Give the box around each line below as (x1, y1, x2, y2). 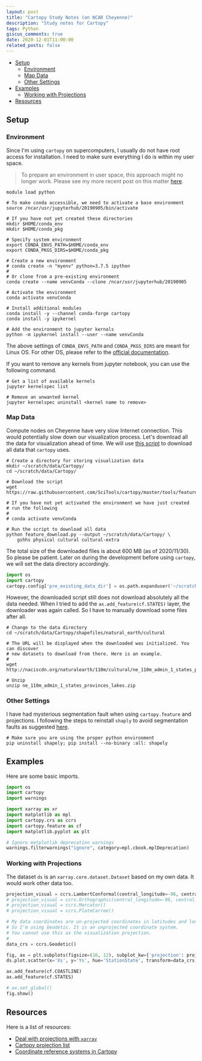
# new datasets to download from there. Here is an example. (6, 651, 163, 657)
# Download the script (6, 478, 63, 485)
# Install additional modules (6, 305, 82, 311)
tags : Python (6, 25, 39, 32)
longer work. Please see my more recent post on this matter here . (20, 177, 184, 184)
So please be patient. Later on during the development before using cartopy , (6, 554, 196, 561)
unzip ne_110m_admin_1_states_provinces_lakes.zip (6, 683, 136, 689)
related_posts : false (6, 43, 61, 49)
